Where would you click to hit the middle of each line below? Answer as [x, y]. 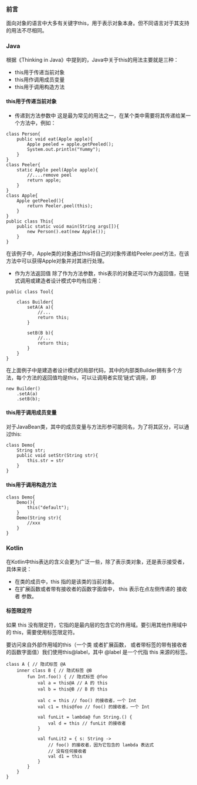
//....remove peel [50, 175]
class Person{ [23, 134]
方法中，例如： [38, 123]
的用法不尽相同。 [27, 31]
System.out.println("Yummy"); [64, 149]
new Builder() [23, 389]
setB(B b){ [40, 333]
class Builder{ [35, 302]
